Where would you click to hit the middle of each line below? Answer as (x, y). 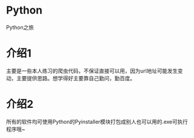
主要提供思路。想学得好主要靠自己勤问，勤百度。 (76, 78)
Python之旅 (20, 27)
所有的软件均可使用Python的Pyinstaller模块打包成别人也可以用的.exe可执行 (97, 121)
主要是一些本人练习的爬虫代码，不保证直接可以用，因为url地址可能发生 (92, 71)
